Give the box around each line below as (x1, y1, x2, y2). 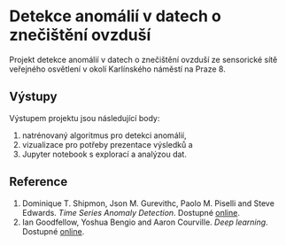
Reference (9, 174, 68, 189)
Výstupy (9, 89, 58, 104)
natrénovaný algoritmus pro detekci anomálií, (21, 130, 187, 141)
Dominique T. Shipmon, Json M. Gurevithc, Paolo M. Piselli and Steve (21, 197, 274, 209)
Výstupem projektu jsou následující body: (9, 112, 160, 123)
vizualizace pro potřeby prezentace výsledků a (21, 139, 193, 149)
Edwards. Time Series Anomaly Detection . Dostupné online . (21, 207, 241, 218)
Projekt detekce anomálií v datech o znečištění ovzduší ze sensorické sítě (9, 54, 278, 65)
